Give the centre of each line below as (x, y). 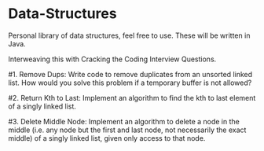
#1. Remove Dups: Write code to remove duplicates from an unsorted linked (130, 74)
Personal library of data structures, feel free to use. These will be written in (129, 35)
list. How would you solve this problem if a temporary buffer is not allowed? (130, 83)
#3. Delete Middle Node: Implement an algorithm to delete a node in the (124, 121)
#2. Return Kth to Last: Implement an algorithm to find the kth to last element (132, 98)
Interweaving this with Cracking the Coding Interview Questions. (112, 59)
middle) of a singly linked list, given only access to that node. (107, 138)
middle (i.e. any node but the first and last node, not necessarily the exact (127, 130)
